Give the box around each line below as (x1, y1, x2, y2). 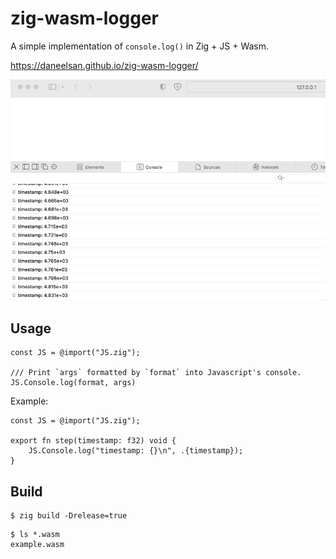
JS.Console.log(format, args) (10, 378, 137, 388)
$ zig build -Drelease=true (10, 511, 128, 521)
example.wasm (10, 540, 65, 550)
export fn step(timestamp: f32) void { (10, 436, 177, 446)
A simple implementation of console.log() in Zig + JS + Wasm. (10, 40, 270, 52)
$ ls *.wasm (10, 530, 60, 540)
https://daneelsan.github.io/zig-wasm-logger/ (10, 59, 199, 71)
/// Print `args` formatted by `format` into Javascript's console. (10, 368, 302, 378)
